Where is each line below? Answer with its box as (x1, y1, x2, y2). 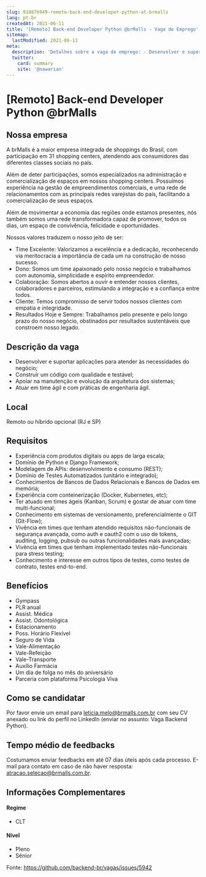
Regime (6, 804, 26, 811)
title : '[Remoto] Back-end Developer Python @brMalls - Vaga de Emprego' (6, 26, 199, 33)
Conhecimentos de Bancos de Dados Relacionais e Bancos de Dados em (15, 478, 200, 485)
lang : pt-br (6, 15, 37, 21)
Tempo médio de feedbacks (6, 740, 115, 750)
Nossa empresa (6, 129, 67, 140)
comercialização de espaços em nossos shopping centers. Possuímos (6, 177, 184, 185)
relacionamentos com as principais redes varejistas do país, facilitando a (6, 191, 190, 198)
